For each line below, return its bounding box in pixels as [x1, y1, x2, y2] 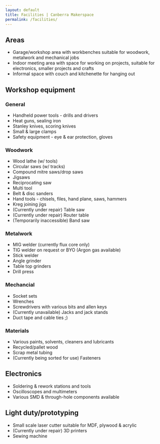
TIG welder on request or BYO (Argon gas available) [12, 247, 121, 253]
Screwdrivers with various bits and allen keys [12, 303, 107, 310]
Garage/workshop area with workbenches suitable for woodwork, [12, 49, 150, 55]
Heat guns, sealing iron [12, 117, 61, 123]
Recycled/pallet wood [12, 344, 58, 351]
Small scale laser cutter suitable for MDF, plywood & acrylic [12, 422, 137, 428]
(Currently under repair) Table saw [12, 207, 85, 213]
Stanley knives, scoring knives [12, 123, 76, 129]
